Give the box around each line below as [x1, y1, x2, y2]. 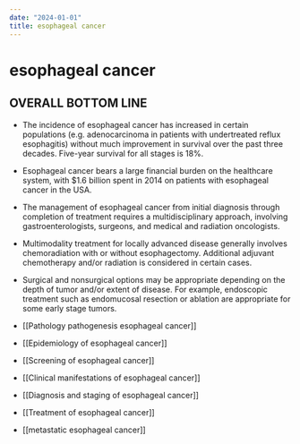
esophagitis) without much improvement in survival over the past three [21, 138, 284, 149]
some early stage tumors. [21, 303, 117, 313]
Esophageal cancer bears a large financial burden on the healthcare [21, 165, 273, 175]
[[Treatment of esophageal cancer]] [21, 406, 155, 417]
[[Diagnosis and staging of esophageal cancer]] [21, 389, 200, 400]
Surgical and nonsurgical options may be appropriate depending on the [21, 274, 286, 285]
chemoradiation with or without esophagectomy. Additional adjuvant [21, 247, 275, 258]
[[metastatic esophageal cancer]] [21, 424, 146, 435]
